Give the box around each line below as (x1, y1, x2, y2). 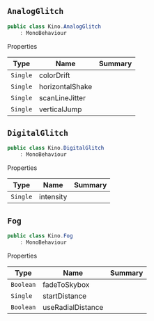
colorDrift (39, 70, 70, 80)
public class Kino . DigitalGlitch (7, 145, 105, 152)
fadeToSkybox (43, 279, 90, 289)
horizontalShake (39, 81, 93, 91)
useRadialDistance (43, 302, 104, 312)
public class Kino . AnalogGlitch (7, 23, 101, 30)
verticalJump (39, 104, 82, 114)
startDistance (43, 291, 87, 301)
